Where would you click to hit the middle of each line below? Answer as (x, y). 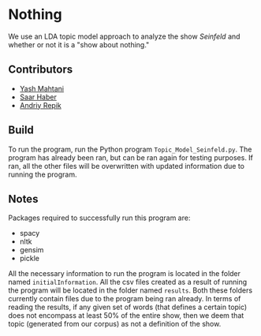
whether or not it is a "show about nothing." (79, 44)
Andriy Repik (40, 105)
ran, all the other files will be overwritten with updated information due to (126, 166)
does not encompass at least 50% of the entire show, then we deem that (126, 315)
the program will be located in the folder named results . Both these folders (130, 290)
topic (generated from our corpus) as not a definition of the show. (115, 324)
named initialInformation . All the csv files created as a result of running (128, 282)
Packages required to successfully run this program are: (99, 218)
